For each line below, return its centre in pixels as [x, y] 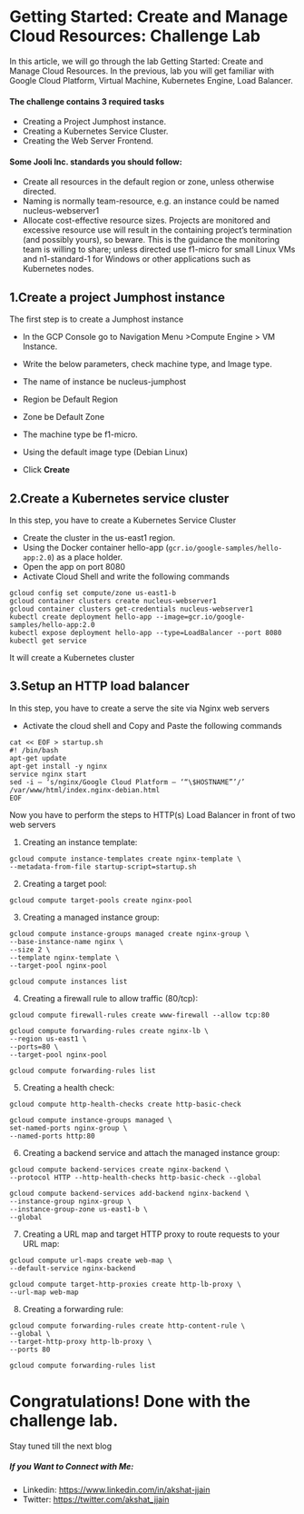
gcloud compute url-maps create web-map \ [91, 1260]
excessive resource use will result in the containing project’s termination [157, 230]
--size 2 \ [30, 950]
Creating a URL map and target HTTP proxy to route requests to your [151, 1234]
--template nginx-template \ [64, 957]
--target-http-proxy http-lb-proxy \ [81, 1341]
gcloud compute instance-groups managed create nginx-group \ [129, 933]
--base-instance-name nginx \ [67, 941]
